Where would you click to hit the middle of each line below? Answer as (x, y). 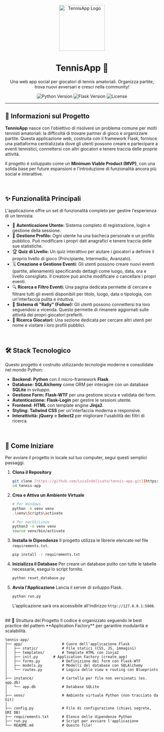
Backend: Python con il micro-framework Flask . (61, 379)
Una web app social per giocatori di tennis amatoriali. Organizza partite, (82, 81)
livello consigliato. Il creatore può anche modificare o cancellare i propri (84, 276)
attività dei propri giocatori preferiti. (48, 314)
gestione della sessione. (36, 230)
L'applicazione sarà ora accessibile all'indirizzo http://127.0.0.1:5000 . (83, 605)
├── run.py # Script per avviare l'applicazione (72, 721)
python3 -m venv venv (34, 527)
